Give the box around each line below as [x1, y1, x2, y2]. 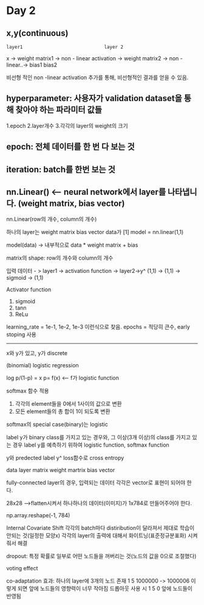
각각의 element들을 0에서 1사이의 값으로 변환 [15, 400, 123, 408]
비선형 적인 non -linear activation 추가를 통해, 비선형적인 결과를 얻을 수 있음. [6, 74, 189, 81]
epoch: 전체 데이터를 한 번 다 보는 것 [6, 141, 135, 152]
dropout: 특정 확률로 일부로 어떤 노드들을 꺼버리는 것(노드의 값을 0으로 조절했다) [6, 553, 197, 560]
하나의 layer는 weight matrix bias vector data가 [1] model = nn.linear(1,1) [6, 228, 184, 236]
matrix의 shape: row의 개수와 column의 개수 [6, 254, 114, 262]
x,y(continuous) [6, 28, 69, 38]
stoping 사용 [6, 331, 36, 338]
